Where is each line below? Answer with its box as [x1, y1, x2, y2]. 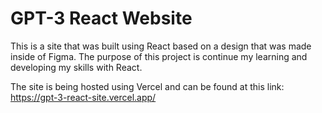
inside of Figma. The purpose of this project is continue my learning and [10, 50, 308, 62]
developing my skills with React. [10, 61, 143, 73]
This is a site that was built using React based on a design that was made [10, 40, 312, 52]
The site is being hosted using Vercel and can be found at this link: [10, 80, 285, 92]
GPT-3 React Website [10, 7, 193, 30]
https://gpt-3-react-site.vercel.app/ [10, 91, 157, 103]
